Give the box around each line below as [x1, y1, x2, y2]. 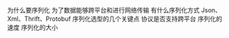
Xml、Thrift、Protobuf [7, 15, 71, 23]
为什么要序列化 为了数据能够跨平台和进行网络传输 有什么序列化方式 [7, 6, 200, 14]
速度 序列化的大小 [7, 23, 58, 31]
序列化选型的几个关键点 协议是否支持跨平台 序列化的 [72, 15, 223, 23]
